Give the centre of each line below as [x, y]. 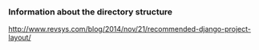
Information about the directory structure [91, 12]
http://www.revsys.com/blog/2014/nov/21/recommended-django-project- [129, 29]
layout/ [20, 37]
